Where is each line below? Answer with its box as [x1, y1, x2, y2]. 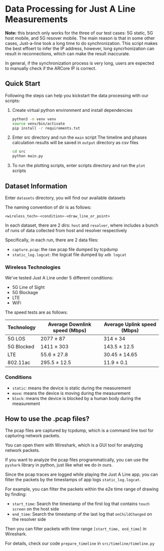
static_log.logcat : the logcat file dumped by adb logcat [12, 252, 127, 257]
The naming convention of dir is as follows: [5, 204, 92, 210]
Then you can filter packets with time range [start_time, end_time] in [5, 526, 147, 532]
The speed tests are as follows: [5, 309, 68, 316]
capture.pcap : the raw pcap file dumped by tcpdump [12, 246, 118, 252]
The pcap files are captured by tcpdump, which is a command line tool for [5, 427, 154, 433]
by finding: [5, 491, 27, 497]
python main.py [12, 154, 43, 159]
